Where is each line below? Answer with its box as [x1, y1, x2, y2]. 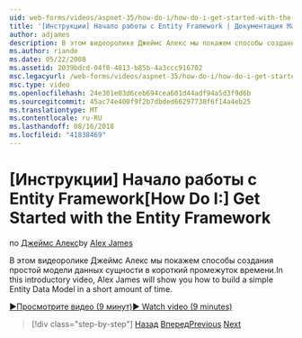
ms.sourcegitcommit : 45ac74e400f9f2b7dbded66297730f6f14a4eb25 [9, 96, 252, 106]
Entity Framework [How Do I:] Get [9, 188, 261, 209]
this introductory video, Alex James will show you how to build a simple [9, 274, 274, 285]
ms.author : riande [9, 47, 78, 56]
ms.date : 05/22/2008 [9, 55, 87, 64]
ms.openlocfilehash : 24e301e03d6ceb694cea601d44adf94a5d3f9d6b [9, 88, 252, 97]
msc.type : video [9, 80, 70, 89]
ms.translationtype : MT [9, 105, 99, 114]
